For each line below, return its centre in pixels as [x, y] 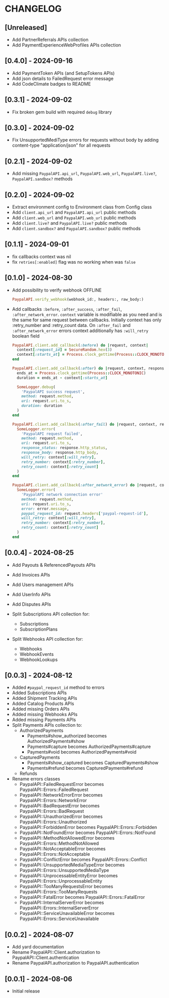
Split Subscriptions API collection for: [51, 614]
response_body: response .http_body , [60, 453]
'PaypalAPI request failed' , [52, 434]
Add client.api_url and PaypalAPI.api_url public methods [74, 213]
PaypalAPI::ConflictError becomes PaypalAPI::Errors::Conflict [83, 860]
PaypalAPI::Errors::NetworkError [53, 801]
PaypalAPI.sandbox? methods [42, 179]
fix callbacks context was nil [41, 257]
